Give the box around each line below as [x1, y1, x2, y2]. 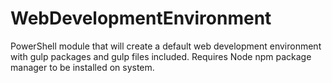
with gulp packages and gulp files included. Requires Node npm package [10, 50, 312, 62]
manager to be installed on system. [10, 61, 155, 73]
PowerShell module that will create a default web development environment [10, 40, 322, 52]
